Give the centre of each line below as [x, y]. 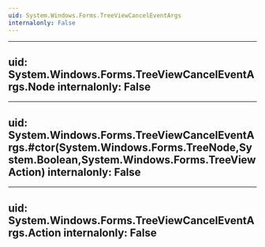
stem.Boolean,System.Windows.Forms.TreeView [132, 160]
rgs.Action [35, 232]
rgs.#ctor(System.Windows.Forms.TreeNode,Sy [130, 147]
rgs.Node [32, 86]
